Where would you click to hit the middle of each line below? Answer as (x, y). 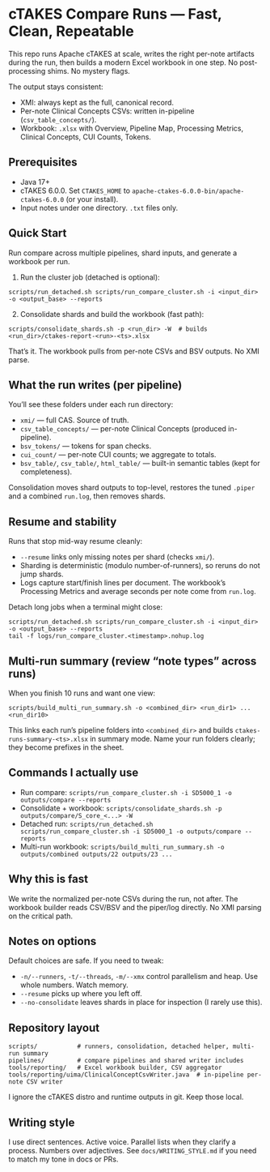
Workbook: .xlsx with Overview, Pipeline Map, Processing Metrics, (132, 128)
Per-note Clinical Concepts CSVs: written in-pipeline (107, 111)
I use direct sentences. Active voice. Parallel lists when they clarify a (122, 1142)
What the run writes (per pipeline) (95, 385)
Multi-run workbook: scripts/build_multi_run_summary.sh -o (122, 846)
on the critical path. (41, 916)
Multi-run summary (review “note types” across (133, 661)
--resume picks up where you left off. (81, 994)
